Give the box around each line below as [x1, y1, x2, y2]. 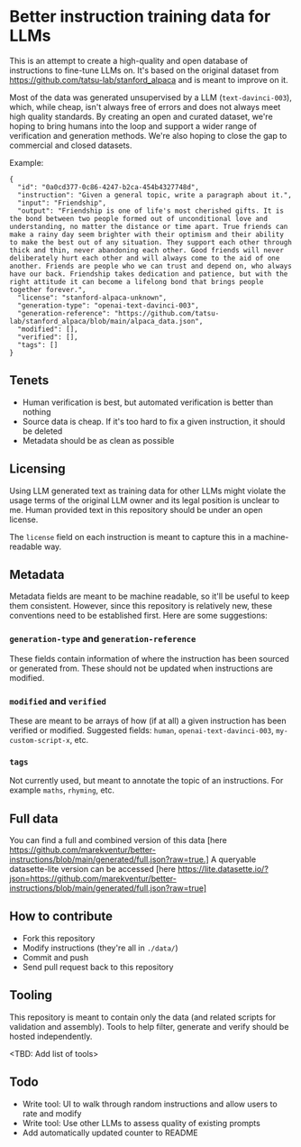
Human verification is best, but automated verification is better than [22, 397, 274, 408]
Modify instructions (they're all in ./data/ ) [22, 942, 178, 953]
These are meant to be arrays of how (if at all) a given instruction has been [9, 715, 287, 726]
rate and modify [22, 1107, 82, 1119]
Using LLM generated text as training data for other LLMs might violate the [9, 485, 287, 496]
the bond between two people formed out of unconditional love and [9, 214, 269, 223]
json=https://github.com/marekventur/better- [9, 873, 178, 885]
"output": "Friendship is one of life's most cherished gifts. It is [17, 206, 284, 216]
